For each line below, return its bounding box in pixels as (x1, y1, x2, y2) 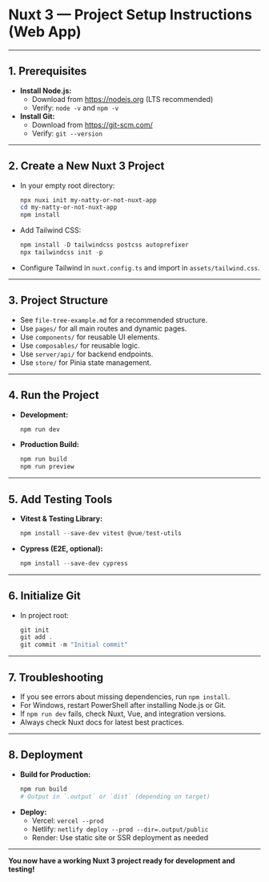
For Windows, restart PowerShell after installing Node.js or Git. (19, 701, 227, 709)
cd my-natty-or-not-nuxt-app (19, 203, 118, 212)
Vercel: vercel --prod (31, 815, 104, 825)
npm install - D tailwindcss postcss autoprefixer (19, 241, 190, 250)
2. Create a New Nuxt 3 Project (8, 159, 165, 173)
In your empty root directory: (19, 181, 115, 190)
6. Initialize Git (8, 589, 82, 603)
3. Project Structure (8, 294, 108, 307)
